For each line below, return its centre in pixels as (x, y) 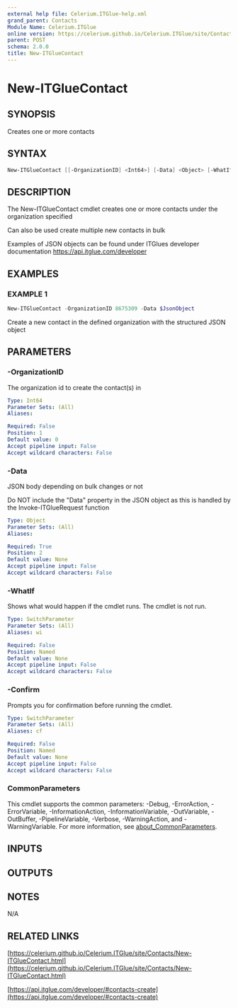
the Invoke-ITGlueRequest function (58, 508)
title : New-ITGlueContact (45, 54)
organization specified (40, 217)
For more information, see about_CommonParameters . (138, 826)
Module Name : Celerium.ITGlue (52, 27)
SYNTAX (27, 154)
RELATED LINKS (43, 936)
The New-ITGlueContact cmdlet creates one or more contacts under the (113, 209)
